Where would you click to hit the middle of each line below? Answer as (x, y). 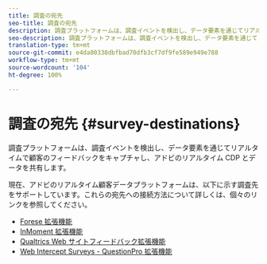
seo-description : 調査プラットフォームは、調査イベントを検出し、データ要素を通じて (133, 38)
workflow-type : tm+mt (44, 61)
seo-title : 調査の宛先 (43, 23)
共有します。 (50, 167)
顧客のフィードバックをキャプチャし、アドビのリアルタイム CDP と (139, 157)
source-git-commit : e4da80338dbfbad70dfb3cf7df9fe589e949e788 (113, 53)
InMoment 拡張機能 (51, 231)
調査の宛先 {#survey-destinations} (124, 124)
